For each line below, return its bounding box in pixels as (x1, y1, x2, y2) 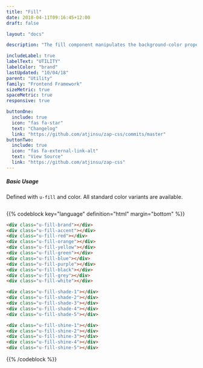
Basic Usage (6, 178, 39, 185)
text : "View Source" (11, 153, 63, 160)
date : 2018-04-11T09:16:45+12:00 (6, 15, 91, 21)
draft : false (6, 20, 39, 26)
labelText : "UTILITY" (6, 59, 61, 65)
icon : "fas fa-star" (11, 120, 63, 126)
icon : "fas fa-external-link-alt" (11, 148, 98, 154)
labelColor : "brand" (6, 64, 59, 70)
